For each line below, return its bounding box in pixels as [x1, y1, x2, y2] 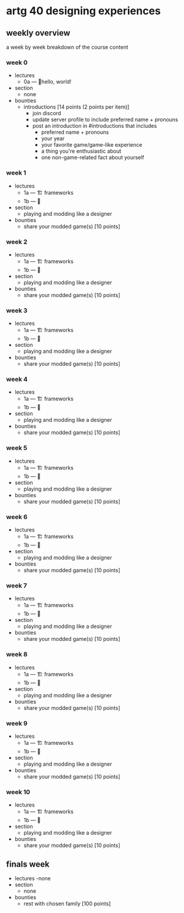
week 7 [6, 582, 28, 589]
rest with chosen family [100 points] [23, 900, 111, 907]
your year [41, 135, 65, 142]
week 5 [6, 444, 28, 452]
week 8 [6, 650, 28, 659]
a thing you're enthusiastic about [41, 147, 121, 155]
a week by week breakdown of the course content [6, 43, 128, 50]
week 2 [6, 238, 28, 246]
